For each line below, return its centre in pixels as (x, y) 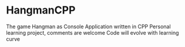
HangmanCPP (41, 10)
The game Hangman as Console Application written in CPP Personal (89, 26)
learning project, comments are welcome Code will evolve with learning (92, 32)
